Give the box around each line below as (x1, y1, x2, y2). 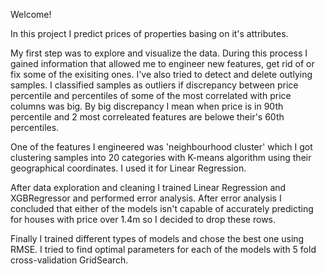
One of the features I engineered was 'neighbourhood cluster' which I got (10, 141, 313, 153)
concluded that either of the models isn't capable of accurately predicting (10, 203, 314, 214)
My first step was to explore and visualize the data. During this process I (10, 47, 308, 59)
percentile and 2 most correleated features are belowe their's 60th (10, 111, 285, 123)
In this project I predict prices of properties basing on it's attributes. (10, 28, 289, 39)
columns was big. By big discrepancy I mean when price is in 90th (10, 100, 284, 112)
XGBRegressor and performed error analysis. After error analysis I (10, 192, 282, 204)
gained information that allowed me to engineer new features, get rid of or (10, 58, 315, 69)
